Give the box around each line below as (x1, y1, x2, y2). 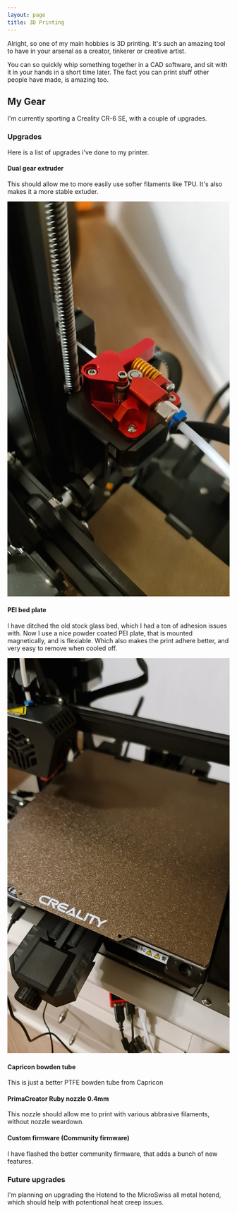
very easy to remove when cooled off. (7, 644, 118, 652)
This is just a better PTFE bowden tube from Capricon (7, 1078, 164, 1087)
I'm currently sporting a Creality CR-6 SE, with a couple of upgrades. (7, 114, 207, 123)
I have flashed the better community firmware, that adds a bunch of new (7, 1150, 218, 1158)
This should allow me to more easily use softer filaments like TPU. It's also (7, 180, 223, 188)
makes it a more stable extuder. (7, 187, 99, 195)
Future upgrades (7, 1174, 66, 1184)
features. (7, 1157, 34, 1165)
